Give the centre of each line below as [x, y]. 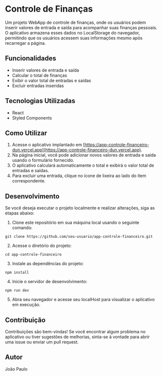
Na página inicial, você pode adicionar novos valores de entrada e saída [84, 155]
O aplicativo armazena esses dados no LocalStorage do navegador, [73, 33]
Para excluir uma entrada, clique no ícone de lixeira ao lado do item [79, 176]
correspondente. [29, 181]
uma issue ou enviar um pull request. [42, 342]
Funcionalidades [31, 59]
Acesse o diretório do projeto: [42, 246]
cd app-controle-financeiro [33, 255]
